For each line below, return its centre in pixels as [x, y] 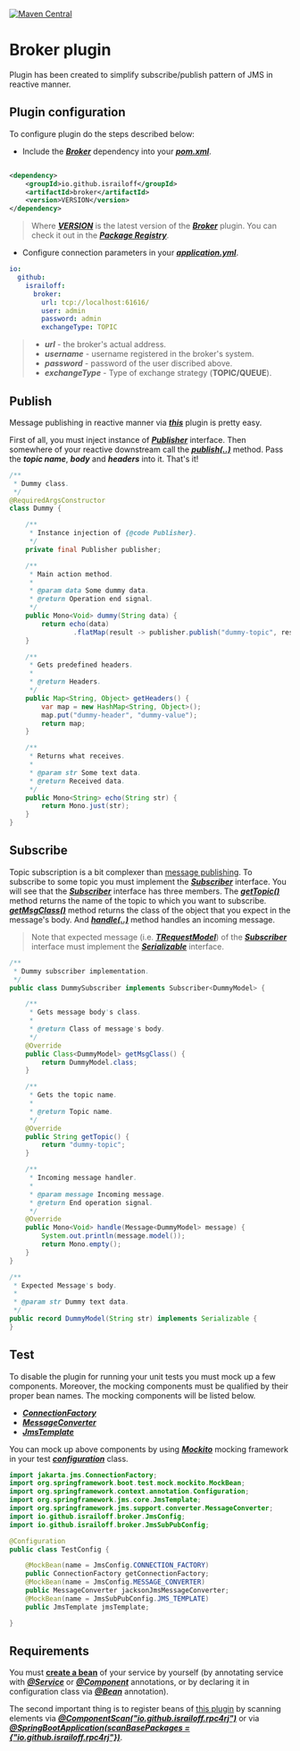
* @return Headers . [65, 682]
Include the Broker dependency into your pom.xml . [117, 151]
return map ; [64, 723]
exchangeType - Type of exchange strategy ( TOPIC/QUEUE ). [158, 373]
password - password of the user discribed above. [138, 363]
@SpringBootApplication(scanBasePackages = [100, 1728]
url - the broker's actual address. [105, 344]
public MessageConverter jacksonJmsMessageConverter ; [127, 1591]
